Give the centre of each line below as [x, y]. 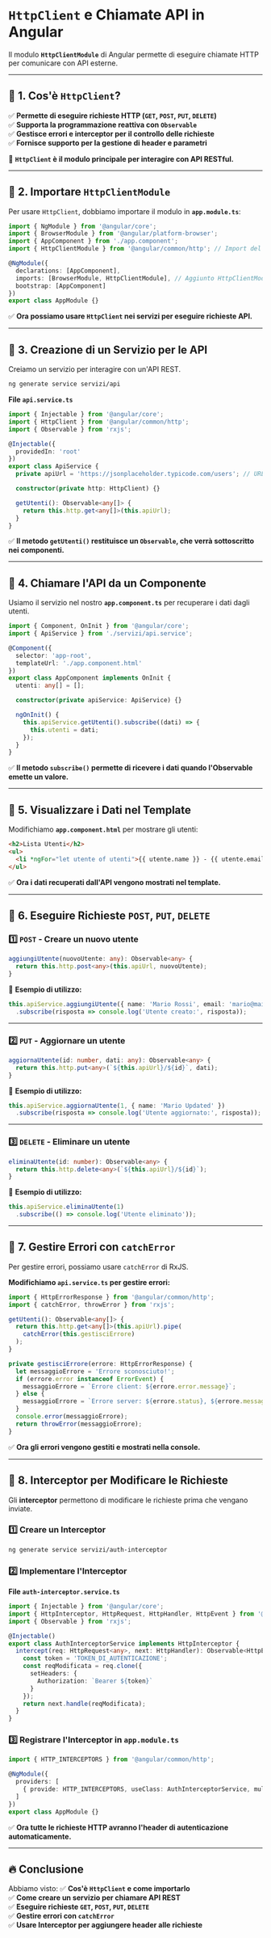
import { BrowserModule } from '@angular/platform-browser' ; [113, 234]
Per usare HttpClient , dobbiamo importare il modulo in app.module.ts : [125, 211]
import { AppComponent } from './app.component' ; [94, 241]
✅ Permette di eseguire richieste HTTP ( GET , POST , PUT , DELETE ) [113, 116]
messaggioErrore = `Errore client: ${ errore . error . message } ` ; [129, 1386]
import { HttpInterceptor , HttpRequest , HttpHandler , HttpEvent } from [131, 1614]
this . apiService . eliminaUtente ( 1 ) [67, 1207]
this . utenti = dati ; [64, 730]
